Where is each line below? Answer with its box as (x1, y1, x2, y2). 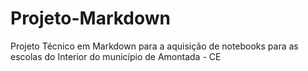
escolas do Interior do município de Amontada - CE (10, 50, 222, 62)
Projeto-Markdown (10, 7, 172, 30)
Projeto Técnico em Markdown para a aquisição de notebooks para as (10, 40, 299, 52)
